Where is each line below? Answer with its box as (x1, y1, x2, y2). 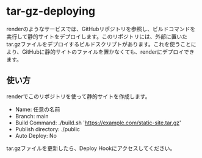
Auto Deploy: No (15, 132, 57, 139)
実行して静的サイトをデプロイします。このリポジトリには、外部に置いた (6, 32, 188, 40)
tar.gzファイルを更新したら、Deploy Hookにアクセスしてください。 (6, 145, 176, 152)
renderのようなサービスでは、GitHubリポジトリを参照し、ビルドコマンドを (6, 25, 196, 32)
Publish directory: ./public (15, 125, 81, 132)
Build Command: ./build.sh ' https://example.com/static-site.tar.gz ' (15, 119, 181, 126)
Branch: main (15, 112, 49, 120)
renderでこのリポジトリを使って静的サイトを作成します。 (6, 93, 151, 100)
